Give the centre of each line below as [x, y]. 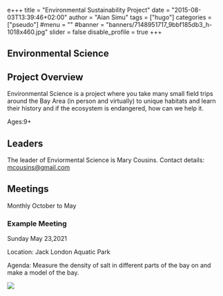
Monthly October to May [42, 206]
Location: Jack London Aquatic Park [59, 252]
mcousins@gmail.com [39, 168]
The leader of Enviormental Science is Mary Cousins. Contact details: [106, 160]
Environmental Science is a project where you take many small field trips [110, 94]
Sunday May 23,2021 [37, 239]
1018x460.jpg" [28, 32]
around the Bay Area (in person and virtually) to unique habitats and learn [111, 101]
